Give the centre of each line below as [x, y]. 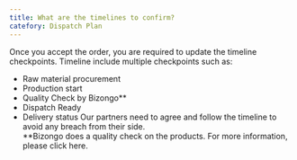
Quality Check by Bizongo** [75, 98]
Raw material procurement [72, 78]
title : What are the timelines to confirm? [92, 18]
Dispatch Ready [52, 107]
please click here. [55, 146]
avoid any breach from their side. [84, 126]
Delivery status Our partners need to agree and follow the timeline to [149, 117]
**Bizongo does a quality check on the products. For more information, [155, 136]
